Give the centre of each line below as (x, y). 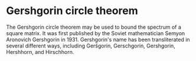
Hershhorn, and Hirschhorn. (40, 52)
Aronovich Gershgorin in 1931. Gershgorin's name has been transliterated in (98, 39)
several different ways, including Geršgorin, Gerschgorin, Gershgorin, (91, 46)
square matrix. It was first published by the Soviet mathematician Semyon (96, 33)
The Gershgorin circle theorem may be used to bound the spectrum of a (94, 27)
